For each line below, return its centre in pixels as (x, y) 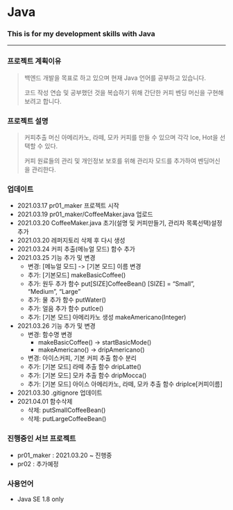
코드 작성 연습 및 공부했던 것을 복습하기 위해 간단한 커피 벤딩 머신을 (115, 92)
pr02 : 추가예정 (38, 463)
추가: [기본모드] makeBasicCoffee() (77, 275)
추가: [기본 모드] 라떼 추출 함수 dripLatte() (85, 367)
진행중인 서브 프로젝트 (42, 438)
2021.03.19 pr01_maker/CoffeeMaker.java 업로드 (85, 214)
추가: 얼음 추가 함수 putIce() (66, 309)
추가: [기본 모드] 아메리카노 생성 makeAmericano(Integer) (107, 318)
